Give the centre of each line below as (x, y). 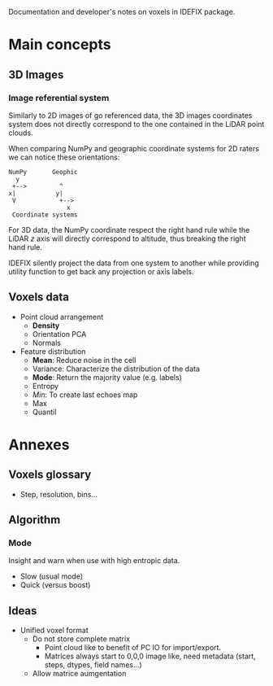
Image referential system (59, 98)
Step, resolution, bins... (58, 494)
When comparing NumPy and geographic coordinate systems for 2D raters (134, 148)
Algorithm (35, 520)
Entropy (45, 386)
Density (46, 326)
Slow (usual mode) (52, 576)
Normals (46, 343)
